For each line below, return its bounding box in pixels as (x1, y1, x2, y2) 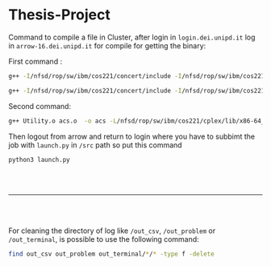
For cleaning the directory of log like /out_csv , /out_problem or (8, 226, 216, 235)
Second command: (8, 101, 71, 110)
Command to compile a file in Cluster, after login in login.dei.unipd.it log (8, 32, 256, 42)
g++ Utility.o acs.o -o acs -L (8, 117, 117, 125)
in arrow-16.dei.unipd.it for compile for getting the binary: (8, 40, 206, 50)
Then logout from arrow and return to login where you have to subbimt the (8, 131, 256, 141)
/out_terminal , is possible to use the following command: (8, 235, 199, 244)
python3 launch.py (8, 156, 70, 164)
